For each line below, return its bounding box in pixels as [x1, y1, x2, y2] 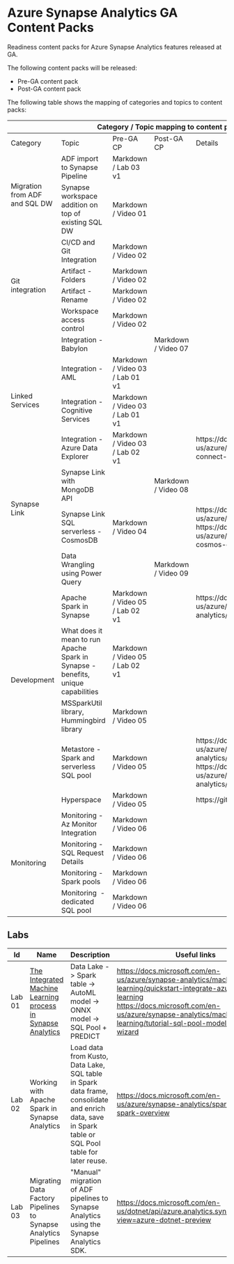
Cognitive [61, 406, 93, 415]
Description [70, 950, 110, 959]
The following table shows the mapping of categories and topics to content [7, 98, 223, 106]
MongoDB [61, 484, 94, 494]
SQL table [70, 1068, 103, 1078]
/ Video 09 [154, 568, 189, 578]
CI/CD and [61, 237, 95, 247]
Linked [10, 391, 33, 401]
